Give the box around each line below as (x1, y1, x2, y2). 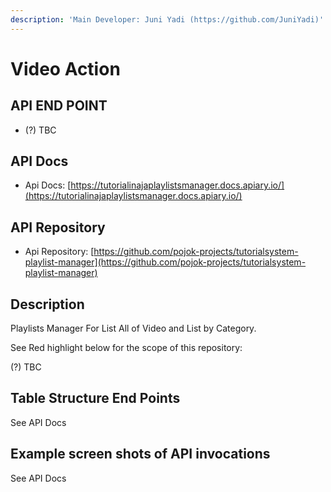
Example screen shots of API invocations (10, 446, 271, 463)
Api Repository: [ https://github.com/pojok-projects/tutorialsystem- (24, 246, 299, 258)
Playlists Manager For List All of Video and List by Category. (10, 322, 257, 335)
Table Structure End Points (10, 390, 181, 407)
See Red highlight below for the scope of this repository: (10, 342, 243, 354)
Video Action (10, 57, 121, 80)
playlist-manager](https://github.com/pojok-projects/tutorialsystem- (24, 256, 307, 268)
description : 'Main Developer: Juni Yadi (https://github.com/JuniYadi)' (10, 14, 325, 25)
